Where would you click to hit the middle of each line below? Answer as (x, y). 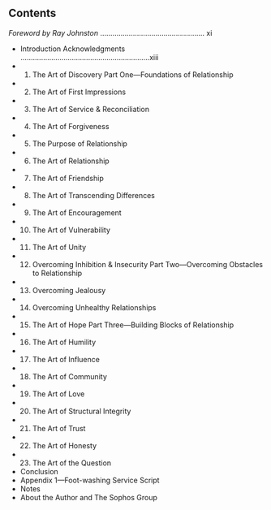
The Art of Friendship (68, 178)
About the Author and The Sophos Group (89, 497)
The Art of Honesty (65, 445)
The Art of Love (58, 394)
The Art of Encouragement (77, 212)
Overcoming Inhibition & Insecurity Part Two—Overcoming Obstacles (148, 264)
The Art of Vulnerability (71, 230)
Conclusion (39, 471)
